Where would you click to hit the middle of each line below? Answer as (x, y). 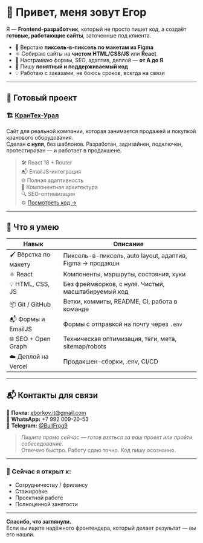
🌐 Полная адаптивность (52, 180)
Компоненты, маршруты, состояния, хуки (124, 275)
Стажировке (31, 491)
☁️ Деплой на (29, 357)
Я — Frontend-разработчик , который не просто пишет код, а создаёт (96, 29)
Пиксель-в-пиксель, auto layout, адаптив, (125, 255)
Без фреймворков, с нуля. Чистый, (114, 284)
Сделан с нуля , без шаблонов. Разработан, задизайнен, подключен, (95, 144)
